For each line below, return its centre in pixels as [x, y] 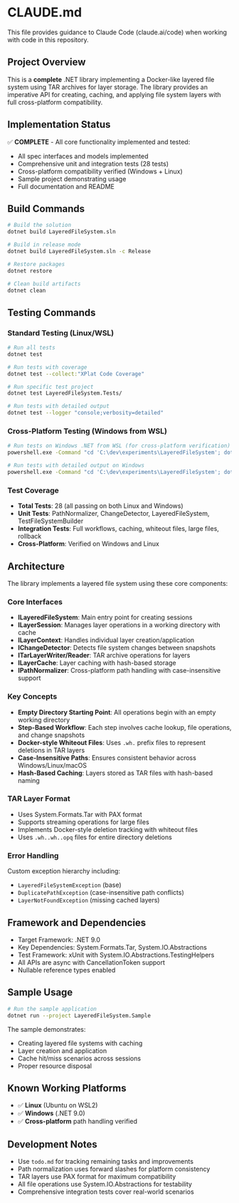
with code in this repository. [48, 39]
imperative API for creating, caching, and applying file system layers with [115, 94]
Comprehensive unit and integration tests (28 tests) [93, 163]
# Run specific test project [51, 387]
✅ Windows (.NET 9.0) [51, 1113]
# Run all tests [31, 348]
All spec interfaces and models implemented [83, 156]
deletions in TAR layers [51, 750]
